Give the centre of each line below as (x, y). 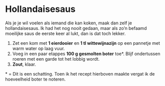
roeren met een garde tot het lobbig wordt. (56, 59)
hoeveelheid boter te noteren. (36, 79)
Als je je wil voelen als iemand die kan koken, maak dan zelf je (69, 23)
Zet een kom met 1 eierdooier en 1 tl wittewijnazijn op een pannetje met (86, 43)
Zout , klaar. (24, 64)
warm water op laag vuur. (39, 48)
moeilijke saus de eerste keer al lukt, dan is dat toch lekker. (65, 33)
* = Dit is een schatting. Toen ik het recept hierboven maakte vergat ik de (80, 74)
